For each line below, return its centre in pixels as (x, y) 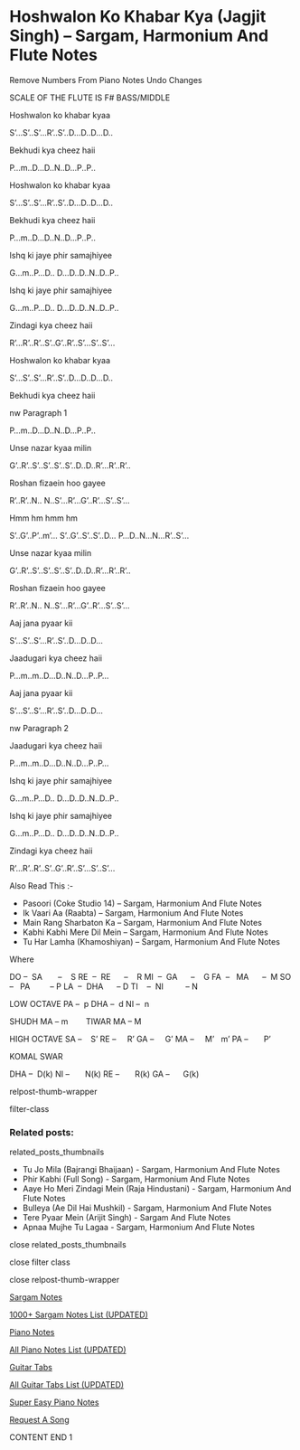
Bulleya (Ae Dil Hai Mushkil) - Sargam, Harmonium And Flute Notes (147, 1208)
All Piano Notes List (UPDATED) (68, 1350)
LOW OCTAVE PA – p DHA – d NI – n (80, 1003)
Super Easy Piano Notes (54, 1402)
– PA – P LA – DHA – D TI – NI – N (104, 986)
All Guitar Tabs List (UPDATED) (67, 1385)
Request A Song (39, 1420)
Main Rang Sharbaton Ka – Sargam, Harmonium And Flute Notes (142, 922)
